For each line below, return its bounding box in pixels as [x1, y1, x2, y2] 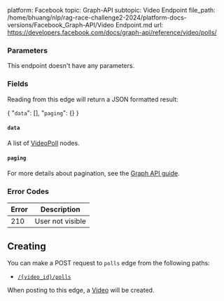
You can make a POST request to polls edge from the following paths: [7, 259, 210, 267]
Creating [7, 240, 47, 252]
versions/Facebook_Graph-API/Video [7, 21, 114, 29]
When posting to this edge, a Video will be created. [7, 286, 155, 295]
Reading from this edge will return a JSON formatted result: [7, 94, 178, 104]
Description [40, 204, 80, 214]
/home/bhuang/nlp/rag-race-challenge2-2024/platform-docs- [7, 13, 187, 22]
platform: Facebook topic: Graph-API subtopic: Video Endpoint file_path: [7, 6, 216, 14]
